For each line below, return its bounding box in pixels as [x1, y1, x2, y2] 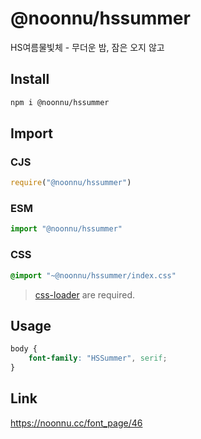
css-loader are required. [34, 288, 135, 301]
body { [10, 344, 38, 354]
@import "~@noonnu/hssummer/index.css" [10, 270, 177, 281]
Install [10, 71, 50, 88]
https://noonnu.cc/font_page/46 [10, 417, 143, 429]
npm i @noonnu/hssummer [10, 97, 110, 107]
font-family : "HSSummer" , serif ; [28, 353, 168, 364]
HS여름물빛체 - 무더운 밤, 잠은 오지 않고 [10, 41, 165, 53]
